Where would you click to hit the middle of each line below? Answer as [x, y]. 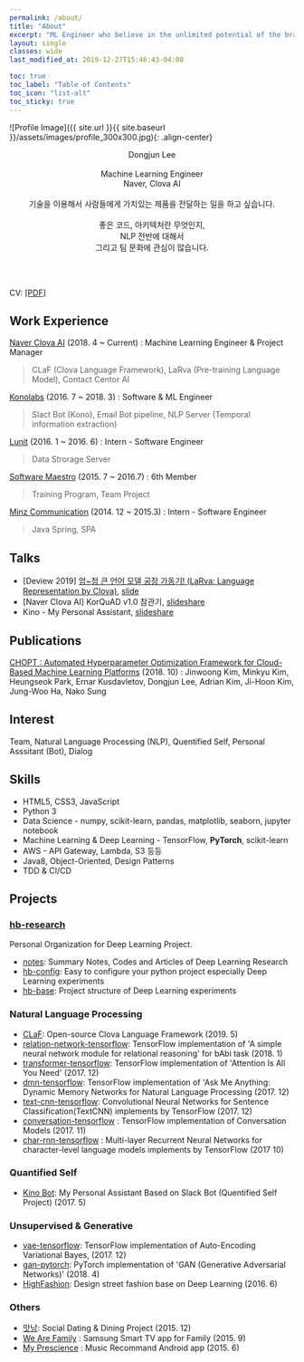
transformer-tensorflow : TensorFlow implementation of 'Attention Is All [154, 1063]
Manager [26, 352]
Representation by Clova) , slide [81, 591]
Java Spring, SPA [64, 530]
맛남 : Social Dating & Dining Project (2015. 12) [107, 1328]
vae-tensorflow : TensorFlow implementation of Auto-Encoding [139, 1245]
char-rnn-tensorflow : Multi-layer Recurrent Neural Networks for [142, 1140]
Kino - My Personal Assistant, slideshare [98, 612]
